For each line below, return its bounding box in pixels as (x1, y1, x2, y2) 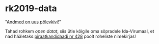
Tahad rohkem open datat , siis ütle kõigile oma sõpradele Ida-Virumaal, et (5, 28, 155, 34)
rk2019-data (5, 3, 57, 14)
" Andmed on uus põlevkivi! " (5, 19, 61, 25)
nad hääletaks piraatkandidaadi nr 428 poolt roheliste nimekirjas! (5, 33, 136, 39)
